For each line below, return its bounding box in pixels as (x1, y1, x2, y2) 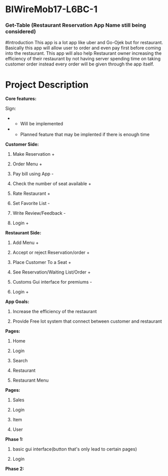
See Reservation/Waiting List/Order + (12, 269, 91, 275)
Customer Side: (5, 141, 39, 148)
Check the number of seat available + (12, 181, 91, 187)
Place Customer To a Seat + (12, 259, 72, 265)
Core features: (5, 95, 37, 102)
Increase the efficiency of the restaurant (12, 309, 97, 315)
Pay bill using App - (12, 171, 54, 177)
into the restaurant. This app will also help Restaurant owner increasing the (5, 50, 162, 56)
